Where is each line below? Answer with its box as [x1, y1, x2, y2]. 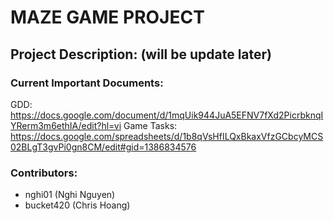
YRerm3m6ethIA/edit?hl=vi [10, 119, 122, 131]
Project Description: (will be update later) [10, 46, 273, 63]
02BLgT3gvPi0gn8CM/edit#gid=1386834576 [10, 141, 197, 153]
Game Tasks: [123, 119, 178, 131]
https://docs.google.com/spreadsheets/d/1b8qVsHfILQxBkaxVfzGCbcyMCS [10, 130, 324, 142]
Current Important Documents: [10, 76, 164, 90]
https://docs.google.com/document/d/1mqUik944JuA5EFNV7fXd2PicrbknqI [10, 109, 324, 121]
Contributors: [10, 166, 78, 180]
